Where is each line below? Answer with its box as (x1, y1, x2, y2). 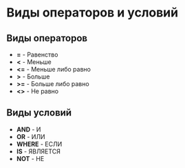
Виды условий (6, 107, 72, 118)
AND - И (16, 125, 41, 134)
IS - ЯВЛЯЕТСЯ (16, 147, 61, 156)
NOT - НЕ (16, 154, 45, 162)
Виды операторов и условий (6, 5, 179, 21)
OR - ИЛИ (16, 132, 45, 140)
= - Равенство (16, 50, 58, 59)
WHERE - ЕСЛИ (16, 140, 63, 148)
